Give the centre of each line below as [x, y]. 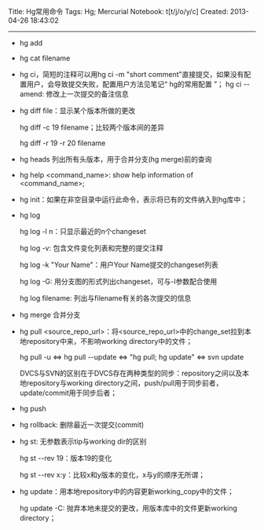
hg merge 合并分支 [50, 315]
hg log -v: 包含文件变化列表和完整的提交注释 [91, 248]
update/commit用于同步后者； [68, 393]
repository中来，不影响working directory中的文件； [110, 341]
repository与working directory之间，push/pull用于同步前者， [125, 383]
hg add [31, 43]
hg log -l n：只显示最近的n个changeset [83, 231]
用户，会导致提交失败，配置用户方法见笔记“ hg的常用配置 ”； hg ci [134, 84]
